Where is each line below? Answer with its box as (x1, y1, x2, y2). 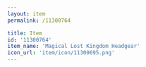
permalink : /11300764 (7, 17, 71, 24)
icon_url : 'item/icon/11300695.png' (7, 49, 115, 56)
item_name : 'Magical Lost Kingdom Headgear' (7, 43, 140, 50)
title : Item (7, 30, 42, 37)
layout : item (7, 10, 46, 18)
